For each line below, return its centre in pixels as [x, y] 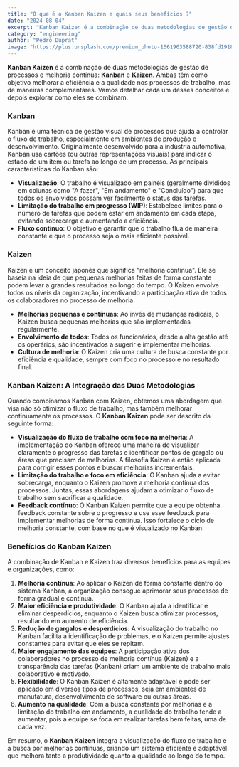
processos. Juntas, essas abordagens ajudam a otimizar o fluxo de [116, 490]
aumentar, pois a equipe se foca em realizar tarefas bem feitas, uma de [122, 719]
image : [17, 47]
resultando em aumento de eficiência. [73, 621]
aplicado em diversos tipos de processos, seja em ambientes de [112, 689]
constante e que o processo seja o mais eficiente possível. [103, 236]
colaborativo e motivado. [54, 674]
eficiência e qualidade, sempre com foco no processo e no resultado [118, 359]
